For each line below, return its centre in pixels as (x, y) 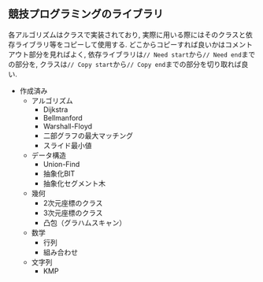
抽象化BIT (59, 173)
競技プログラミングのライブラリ (86, 14)
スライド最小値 (67, 145)
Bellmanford (63, 117)
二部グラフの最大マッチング (88, 135)
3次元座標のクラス (73, 213)
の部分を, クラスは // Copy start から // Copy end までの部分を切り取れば (125, 64)
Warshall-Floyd (68, 126)
